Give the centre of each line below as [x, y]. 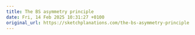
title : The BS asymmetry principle [50, 12]
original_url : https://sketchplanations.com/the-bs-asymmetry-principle [98, 23]
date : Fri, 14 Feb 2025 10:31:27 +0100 [55, 17]
